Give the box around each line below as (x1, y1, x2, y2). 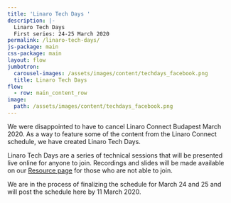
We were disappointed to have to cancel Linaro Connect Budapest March (7, 122, 222, 131)
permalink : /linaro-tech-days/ (7, 37, 100, 44)
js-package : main (7, 43, 59, 50)
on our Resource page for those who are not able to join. (7, 166, 173, 175)
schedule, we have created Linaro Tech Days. (7, 137, 141, 146)
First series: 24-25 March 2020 (14, 30, 110, 38)
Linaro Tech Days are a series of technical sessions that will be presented (7, 150, 223, 160)
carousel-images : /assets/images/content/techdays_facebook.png (14, 70, 208, 77)
